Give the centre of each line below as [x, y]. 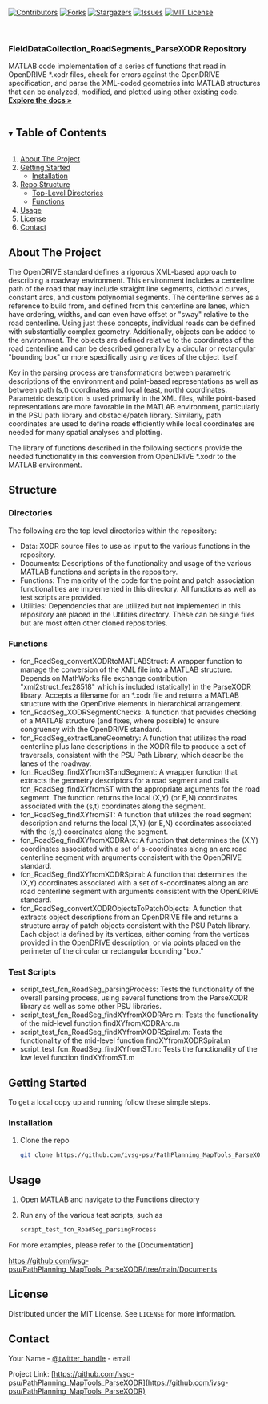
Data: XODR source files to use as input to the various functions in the [135, 546]
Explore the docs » [40, 100]
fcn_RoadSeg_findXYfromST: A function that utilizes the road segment [136, 814]
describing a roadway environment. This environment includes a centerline [132, 280]
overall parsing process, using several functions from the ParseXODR [134, 998]
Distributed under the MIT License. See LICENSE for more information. [122, 1313]
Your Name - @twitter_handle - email [69, 1358]
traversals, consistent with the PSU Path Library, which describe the [132, 755]
